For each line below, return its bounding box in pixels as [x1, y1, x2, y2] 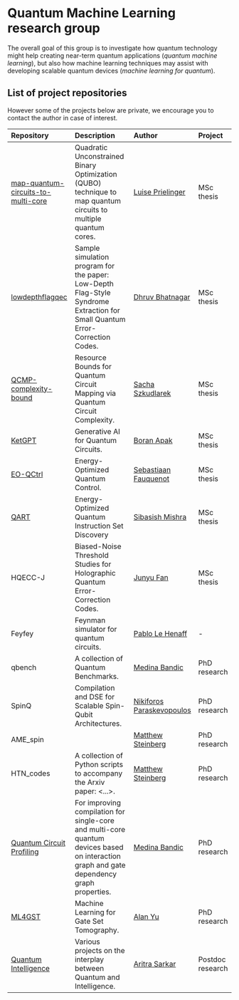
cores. [74, 231, 96, 241]
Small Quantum [74, 314, 126, 324]
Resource [74, 353, 107, 363]
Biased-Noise [74, 541, 122, 551]
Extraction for [74, 305, 120, 315]
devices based [74, 842, 124, 852]
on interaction [74, 851, 121, 861]
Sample [74, 243, 100, 253]
